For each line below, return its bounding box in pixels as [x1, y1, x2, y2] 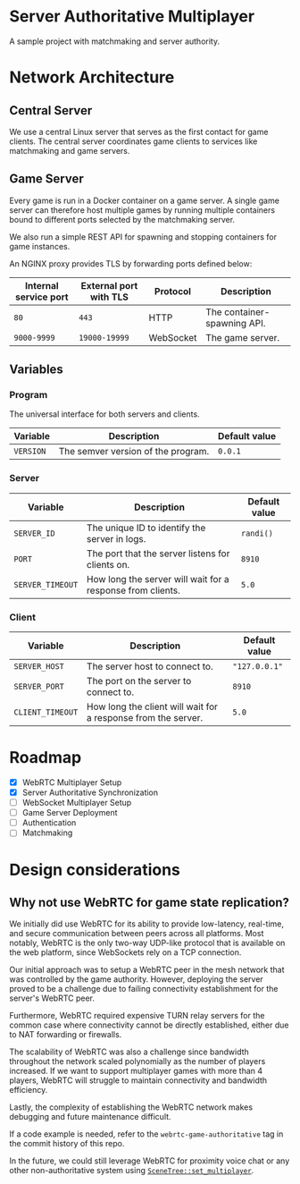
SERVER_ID [13, 528, 55, 538]
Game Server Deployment [21, 808, 118, 818]
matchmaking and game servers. [9, 145, 130, 156]
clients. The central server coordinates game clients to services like [9, 136, 258, 147]
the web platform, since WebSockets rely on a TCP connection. [9, 947, 242, 958]
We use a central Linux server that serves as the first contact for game [9, 126, 269, 137]
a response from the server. [86, 712, 204, 724]
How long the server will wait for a [86, 572, 229, 585]
